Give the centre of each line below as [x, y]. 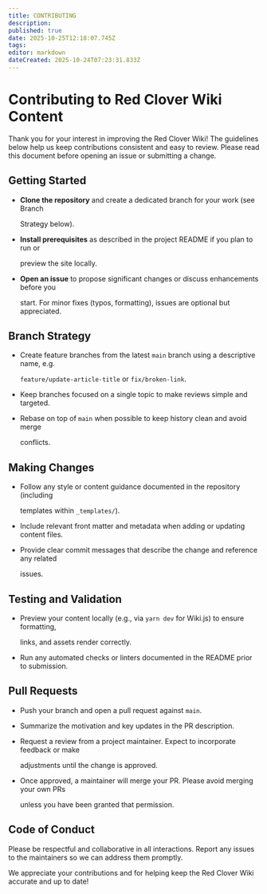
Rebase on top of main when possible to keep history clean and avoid [133, 419]
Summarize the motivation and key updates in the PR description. [127, 726]
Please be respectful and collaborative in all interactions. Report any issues [132, 849]
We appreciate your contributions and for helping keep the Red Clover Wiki [131, 872]
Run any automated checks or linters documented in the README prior [136, 658]
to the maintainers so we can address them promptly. [96, 857]
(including [36, 495]
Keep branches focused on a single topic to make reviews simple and [134, 395]
